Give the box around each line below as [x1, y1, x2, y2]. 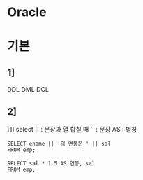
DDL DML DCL [7, 85, 49, 94]
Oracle [7, 4, 47, 20]
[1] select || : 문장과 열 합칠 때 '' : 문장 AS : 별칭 [7, 125, 137, 133]
